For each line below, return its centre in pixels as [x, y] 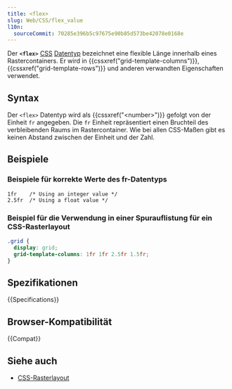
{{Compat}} [24, 339]
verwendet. [24, 76]
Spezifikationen [43, 282]
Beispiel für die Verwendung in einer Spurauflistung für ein [110, 217]
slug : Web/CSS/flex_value [45, 20]
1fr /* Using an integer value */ [63, 194]
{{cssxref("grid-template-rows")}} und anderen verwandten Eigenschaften [115, 68]
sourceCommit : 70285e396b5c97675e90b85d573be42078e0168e [99, 33]
